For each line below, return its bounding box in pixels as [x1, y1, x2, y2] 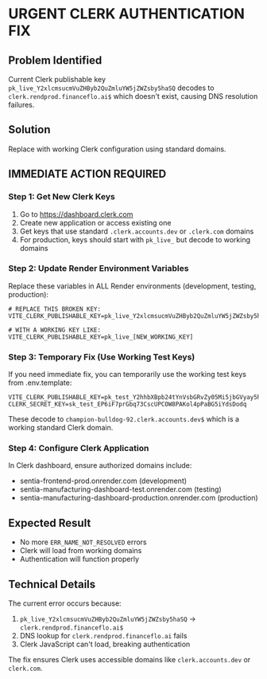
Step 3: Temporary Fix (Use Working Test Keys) [8, 351, 195, 363]
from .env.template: [8, 378, 72, 387]
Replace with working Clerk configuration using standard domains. [8, 144, 226, 154]
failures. [8, 100, 35, 109]
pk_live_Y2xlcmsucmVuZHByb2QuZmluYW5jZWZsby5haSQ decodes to [8, 83, 215, 92]
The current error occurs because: [8, 599, 122, 608]
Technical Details [8, 577, 96, 591]
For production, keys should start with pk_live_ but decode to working [19, 234, 251, 244]
